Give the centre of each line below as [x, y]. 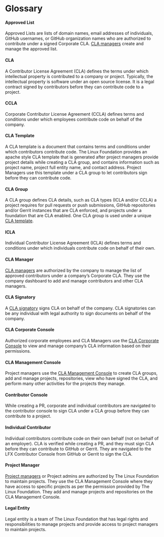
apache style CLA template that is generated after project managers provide [82, 157]
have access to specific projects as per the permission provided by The [77, 486]
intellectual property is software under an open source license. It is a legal [80, 81]
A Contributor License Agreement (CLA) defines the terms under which [77, 71]
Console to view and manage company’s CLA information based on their [78, 346]
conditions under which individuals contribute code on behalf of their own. [80, 248]
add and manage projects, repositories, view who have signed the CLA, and [81, 379]
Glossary [24, 9]
